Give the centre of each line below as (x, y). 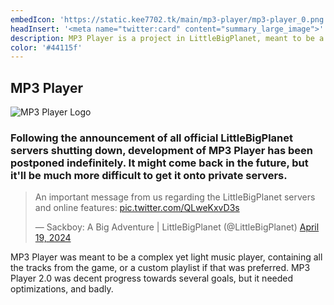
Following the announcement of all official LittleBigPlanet (151, 138)
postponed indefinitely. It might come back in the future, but (159, 163)
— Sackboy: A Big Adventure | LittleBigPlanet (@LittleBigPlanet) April (177, 227)
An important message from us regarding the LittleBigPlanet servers (175, 197)
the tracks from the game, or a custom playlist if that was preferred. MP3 (160, 268)
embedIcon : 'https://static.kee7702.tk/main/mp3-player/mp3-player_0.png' (169, 19)
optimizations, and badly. (62, 289)
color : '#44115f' (46, 47)
